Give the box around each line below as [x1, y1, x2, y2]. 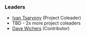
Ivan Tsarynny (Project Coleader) [12, 15, 81, 21]
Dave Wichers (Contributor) [12, 25, 70, 31]
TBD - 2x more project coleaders [12, 20, 81, 26]
